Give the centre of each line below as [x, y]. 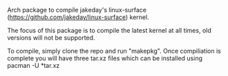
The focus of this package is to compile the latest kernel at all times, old [110, 30]
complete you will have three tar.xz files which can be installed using [105, 58]
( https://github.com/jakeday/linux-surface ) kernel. [78, 17]
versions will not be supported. [51, 38]
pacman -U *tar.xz [34, 65]
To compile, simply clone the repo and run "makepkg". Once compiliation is [114, 51]
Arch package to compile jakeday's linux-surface [77, 10]
